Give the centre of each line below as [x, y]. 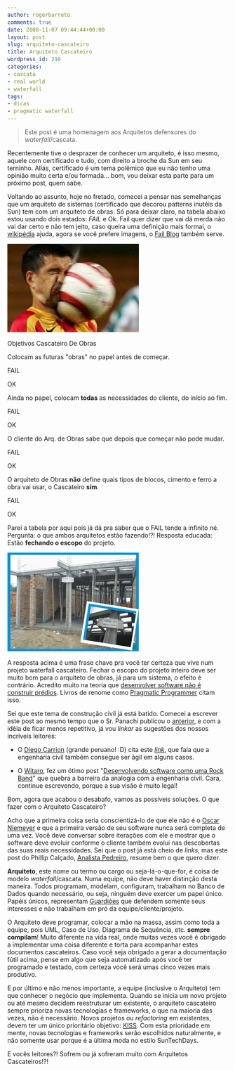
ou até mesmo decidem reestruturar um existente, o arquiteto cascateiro [112, 1003]
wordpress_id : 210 [34, 60]
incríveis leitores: [32, 736]
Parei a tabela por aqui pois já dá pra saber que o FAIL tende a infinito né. [113, 528]
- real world [26, 82]
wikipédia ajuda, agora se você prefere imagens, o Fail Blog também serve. [116, 234]
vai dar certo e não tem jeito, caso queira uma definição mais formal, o [109, 226]
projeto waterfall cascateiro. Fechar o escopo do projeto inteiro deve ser [112, 670]
